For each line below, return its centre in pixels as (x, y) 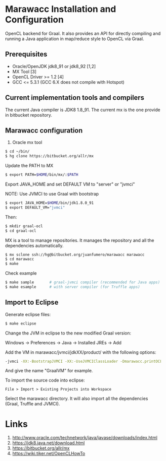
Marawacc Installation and (61, 9)
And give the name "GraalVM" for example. (49, 371)
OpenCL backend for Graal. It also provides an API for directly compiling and (83, 33)
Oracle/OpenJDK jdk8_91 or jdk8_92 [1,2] (54, 66)
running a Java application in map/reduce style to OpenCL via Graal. (75, 39)
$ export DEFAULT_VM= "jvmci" (35, 207)
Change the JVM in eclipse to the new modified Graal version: (68, 333)
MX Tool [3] (24, 71)
